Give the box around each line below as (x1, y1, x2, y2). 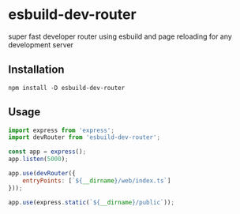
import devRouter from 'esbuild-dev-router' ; (8, 133, 160, 141)
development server (8, 39, 73, 49)
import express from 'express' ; (8, 126, 114, 134)
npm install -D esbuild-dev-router (8, 84, 126, 92)
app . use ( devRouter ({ (8, 170, 77, 178)
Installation (8, 63, 65, 77)
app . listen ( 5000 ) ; (8, 156, 69, 163)
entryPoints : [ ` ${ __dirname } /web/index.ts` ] (22, 176, 171, 185)
